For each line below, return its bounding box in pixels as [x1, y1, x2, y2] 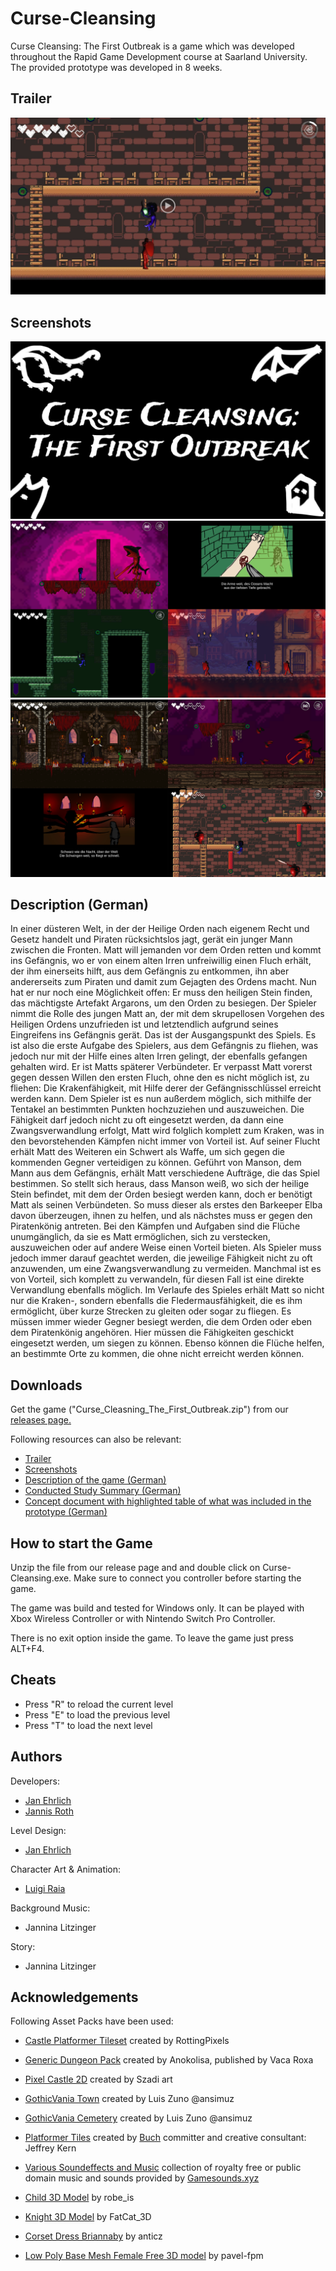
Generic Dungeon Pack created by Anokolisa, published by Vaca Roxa [24, 2054, 314, 2066]
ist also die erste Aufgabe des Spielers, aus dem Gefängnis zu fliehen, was [10, 1040, 319, 1052]
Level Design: [10, 1824, 67, 1836]
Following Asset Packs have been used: [10, 2015, 174, 2027]
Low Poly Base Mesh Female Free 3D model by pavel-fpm [24, 2250, 264, 2262]
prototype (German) [24, 1506, 108, 1518]
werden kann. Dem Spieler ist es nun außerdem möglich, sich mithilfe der [10, 1093, 312, 1105]
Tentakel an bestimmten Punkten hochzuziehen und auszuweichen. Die [10, 1103, 305, 1116]
